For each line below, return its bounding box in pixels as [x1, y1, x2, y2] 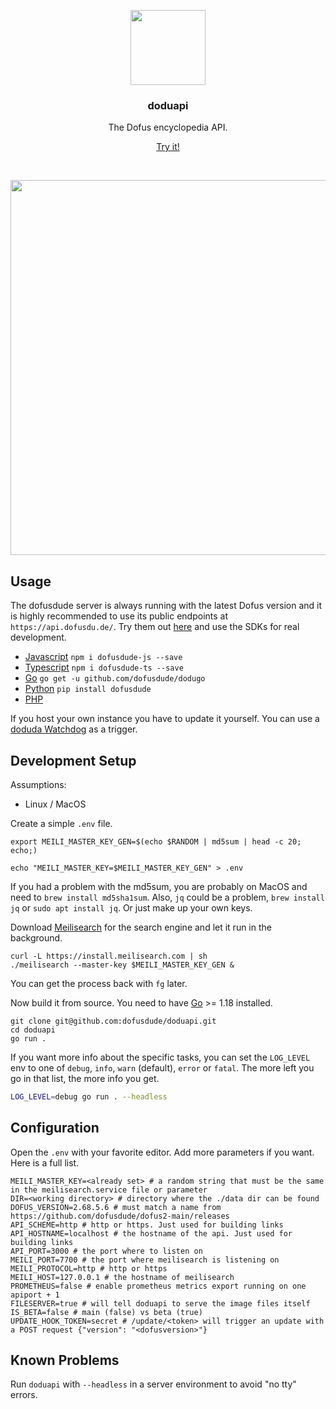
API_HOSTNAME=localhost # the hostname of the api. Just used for [10, 1228, 293, 1239]
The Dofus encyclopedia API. [108, 121, 228, 134]
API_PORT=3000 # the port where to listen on [10, 1246, 203, 1256]
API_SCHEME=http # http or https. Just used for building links [10, 1220, 284, 1230]
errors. [10, 1389, 38, 1401]
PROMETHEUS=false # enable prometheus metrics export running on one [10, 1281, 307, 1291]
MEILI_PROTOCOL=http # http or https [10, 1263, 168, 1274]
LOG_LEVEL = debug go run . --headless [10, 1091, 168, 1102]
